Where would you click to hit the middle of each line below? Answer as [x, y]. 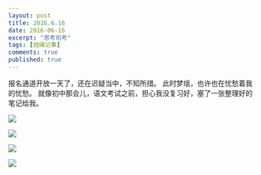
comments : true [33, 52]
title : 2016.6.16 [37, 23]
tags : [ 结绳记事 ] [34, 45]
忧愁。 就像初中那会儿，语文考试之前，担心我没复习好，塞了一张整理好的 [134, 93]
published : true [35, 60]
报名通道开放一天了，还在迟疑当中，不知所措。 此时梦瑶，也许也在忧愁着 [127, 83]
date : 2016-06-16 [37, 30]
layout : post [30, 15]
